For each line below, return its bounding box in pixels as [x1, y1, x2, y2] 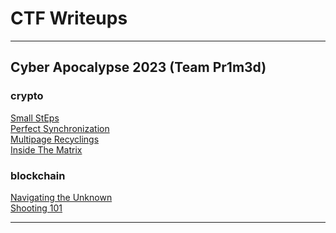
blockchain [10, 168, 66, 182]
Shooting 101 [10, 202, 63, 214]
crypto [10, 89, 44, 103]
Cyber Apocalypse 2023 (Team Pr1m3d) [10, 59, 267, 76]
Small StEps [10, 112, 60, 124]
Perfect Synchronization [10, 122, 110, 134]
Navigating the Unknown [10, 191, 113, 203]
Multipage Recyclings [10, 133, 100, 145]
